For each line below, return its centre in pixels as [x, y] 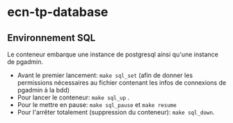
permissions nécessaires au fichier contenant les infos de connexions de [122, 83]
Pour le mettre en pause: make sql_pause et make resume [97, 105]
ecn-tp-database [58, 12]
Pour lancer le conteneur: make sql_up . [73, 97]
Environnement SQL [51, 38]
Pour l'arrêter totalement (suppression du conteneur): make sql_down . [116, 112]
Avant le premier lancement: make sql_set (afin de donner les [105, 75]
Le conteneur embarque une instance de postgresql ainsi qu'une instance [113, 54]
